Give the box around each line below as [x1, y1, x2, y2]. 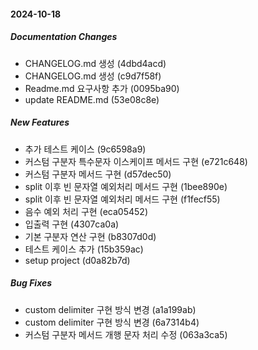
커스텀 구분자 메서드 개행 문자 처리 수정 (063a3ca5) [24, 328, 228, 340]
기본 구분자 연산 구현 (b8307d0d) [24, 230, 157, 242]
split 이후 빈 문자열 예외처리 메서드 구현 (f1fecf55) [24, 193, 221, 205]
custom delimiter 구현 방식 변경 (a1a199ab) [24, 303, 197, 315]
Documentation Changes [10, 31, 118, 43]
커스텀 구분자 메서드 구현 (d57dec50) [24, 168, 172, 180]
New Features [10, 116, 70, 129]
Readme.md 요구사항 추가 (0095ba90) [24, 82, 180, 94]
